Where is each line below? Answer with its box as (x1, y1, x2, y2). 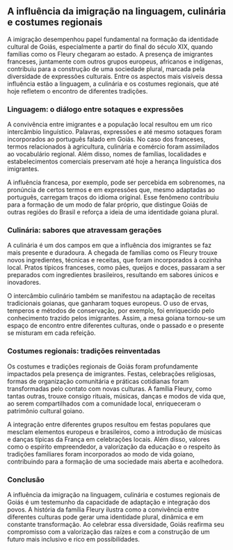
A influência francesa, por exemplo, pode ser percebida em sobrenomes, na (7, 178, 225, 187)
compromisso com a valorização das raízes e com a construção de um (7, 528, 210, 536)
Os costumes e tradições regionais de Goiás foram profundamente (7, 362, 198, 371)
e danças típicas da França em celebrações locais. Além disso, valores (7, 435, 210, 443)
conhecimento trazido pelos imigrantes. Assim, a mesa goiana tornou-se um (7, 314, 226, 322)
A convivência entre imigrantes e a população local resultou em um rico (7, 120, 213, 128)
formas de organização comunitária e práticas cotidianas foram (7, 377, 189, 385)
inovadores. (7, 278, 42, 287)
